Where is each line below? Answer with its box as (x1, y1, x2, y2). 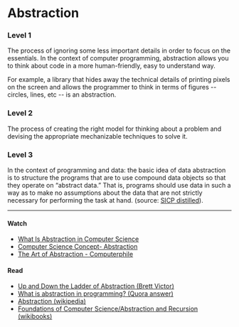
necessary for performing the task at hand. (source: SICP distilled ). (7, 196, 204, 205)
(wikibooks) (17, 312, 53, 321)
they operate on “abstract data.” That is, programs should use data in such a (7, 181, 231, 190)
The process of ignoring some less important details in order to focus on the (7, 46, 231, 55)
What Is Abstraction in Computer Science (17, 235, 139, 243)
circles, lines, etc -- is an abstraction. (7, 90, 117, 99)
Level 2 (7, 108, 33, 118)
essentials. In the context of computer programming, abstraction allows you (7, 54, 229, 63)
